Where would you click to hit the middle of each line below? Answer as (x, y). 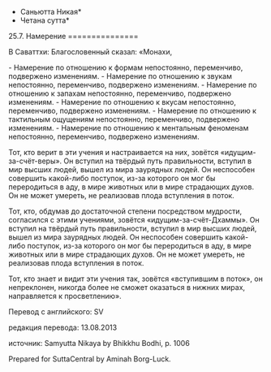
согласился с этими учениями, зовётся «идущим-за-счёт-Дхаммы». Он (134, 220)
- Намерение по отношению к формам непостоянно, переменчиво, (126, 67)
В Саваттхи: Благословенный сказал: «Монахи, (90, 52)
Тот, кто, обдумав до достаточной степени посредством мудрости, (125, 211)
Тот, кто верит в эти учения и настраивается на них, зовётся (114, 152)
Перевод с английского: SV (56, 311)
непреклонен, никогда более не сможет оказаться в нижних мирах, (127, 287)
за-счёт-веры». (35, 161)
